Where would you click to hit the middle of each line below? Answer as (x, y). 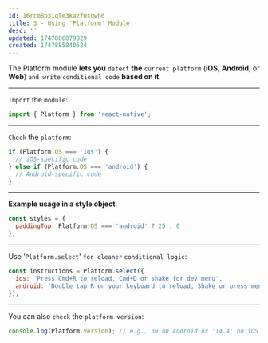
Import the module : (38, 100)
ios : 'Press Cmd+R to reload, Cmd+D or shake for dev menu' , (119, 278)
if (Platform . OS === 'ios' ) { (59, 152)
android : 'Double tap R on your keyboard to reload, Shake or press (132, 286)
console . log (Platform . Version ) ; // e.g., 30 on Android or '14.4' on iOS (134, 331)
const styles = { (37, 219)
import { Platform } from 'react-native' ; (80, 114)
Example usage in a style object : (63, 204)
